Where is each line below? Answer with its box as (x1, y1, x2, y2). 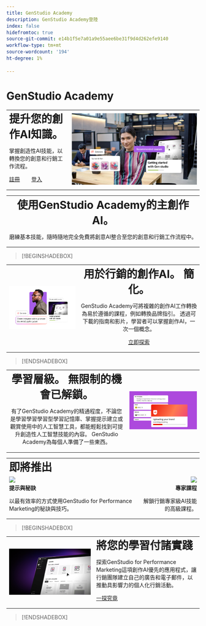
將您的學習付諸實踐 (96, 539, 193, 553)
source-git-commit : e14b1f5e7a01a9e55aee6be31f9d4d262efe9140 (6, 36, 169, 42)
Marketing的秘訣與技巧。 (9, 504, 72, 512)
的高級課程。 (164, 504, 197, 512)
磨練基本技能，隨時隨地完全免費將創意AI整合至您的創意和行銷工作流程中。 (9, 233, 197, 240)
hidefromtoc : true (6, 29, 53, 36)
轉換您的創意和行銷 (9, 155, 58, 162)
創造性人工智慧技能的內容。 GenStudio (20, 431, 118, 438)
